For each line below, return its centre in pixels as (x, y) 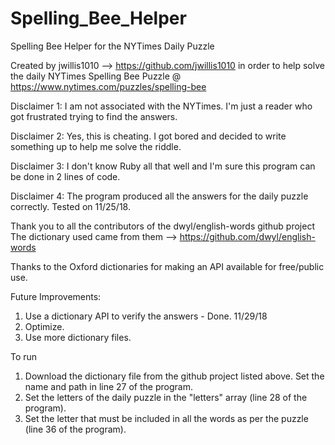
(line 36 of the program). (75, 429)
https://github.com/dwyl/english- (247, 236)
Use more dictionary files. (78, 337)
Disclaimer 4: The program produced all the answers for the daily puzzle (159, 196)
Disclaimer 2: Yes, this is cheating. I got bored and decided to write (148, 136)
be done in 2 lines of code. (65, 176)
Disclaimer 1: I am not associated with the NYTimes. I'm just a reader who (161, 106)
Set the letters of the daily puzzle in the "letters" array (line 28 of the (166, 397)
